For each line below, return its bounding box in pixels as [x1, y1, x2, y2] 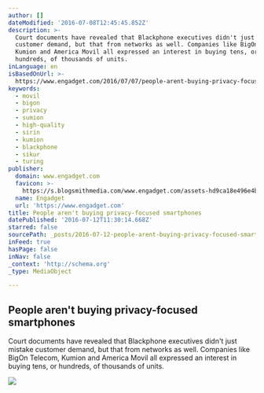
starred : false [8, 223, 58, 232]
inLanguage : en [8, 63, 58, 71]
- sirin [15, 128, 41, 136]
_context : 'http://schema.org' [8, 260, 111, 268]
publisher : [8, 165, 44, 173]
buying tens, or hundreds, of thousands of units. [8, 362, 165, 371]
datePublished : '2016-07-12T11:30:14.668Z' [8, 216, 153, 224]
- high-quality [15, 121, 65, 129]
